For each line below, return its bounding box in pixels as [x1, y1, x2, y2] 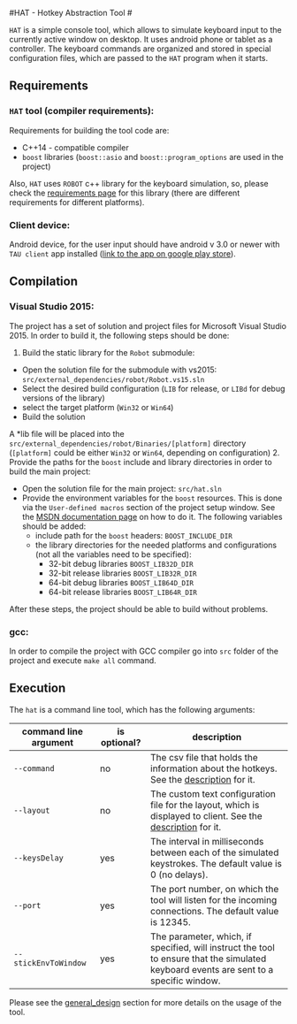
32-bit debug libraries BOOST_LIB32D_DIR [48, 558, 194, 569]
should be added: [21, 521, 87, 531]
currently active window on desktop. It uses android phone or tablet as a [9, 34, 273, 44]
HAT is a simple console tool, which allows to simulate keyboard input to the [9, 25, 282, 34]
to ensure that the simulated [149, 952, 267, 965]
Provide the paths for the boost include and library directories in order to [9, 456, 272, 467]
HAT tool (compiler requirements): [9, 105, 155, 118]
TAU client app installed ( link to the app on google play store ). [9, 248, 236, 259]
